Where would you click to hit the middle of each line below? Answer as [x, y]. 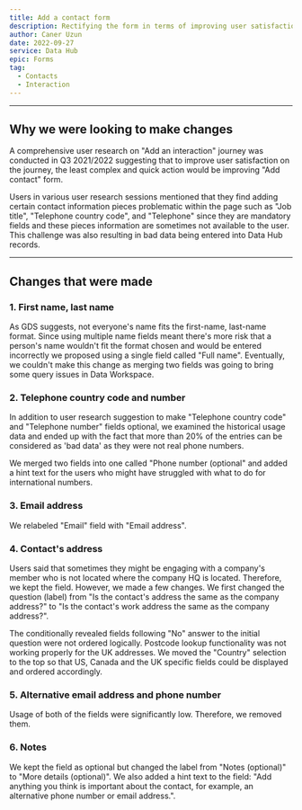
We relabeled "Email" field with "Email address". [98, 525]
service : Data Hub [44, 51]
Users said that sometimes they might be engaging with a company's [137, 568]
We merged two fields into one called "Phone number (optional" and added [148, 463]
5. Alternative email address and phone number [115, 695]
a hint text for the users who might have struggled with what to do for [138, 473]
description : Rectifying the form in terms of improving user [128, 26]
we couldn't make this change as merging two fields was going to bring [142, 365]
